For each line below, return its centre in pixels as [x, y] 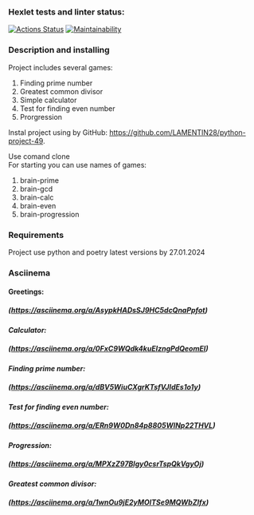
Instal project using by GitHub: [58, 132]
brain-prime [39, 180]
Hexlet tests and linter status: [66, 12]
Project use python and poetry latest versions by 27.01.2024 [107, 252]
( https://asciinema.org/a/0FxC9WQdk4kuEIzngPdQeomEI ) [108, 348]
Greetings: [26, 292]
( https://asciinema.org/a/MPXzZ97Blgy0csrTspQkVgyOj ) [106, 463]
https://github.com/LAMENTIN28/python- [177, 132]
